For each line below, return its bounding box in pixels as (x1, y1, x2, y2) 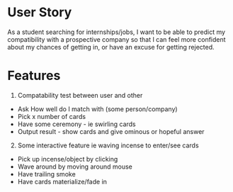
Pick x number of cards (17, 112, 86, 120)
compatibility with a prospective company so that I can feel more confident (7, 35, 226, 43)
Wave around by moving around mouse (17, 162, 132, 171)
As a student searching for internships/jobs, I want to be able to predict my (7, 28, 225, 36)
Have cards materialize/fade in (17, 177, 108, 186)
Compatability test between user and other (17, 91, 143, 99)
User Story (7, 4, 72, 21)
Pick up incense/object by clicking (17, 154, 118, 163)
